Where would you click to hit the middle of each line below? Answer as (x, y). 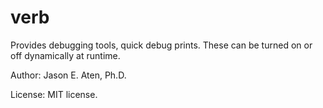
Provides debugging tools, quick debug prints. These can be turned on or (161, 45)
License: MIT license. (54, 94)
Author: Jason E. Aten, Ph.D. (68, 75)
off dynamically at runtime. (65, 55)
